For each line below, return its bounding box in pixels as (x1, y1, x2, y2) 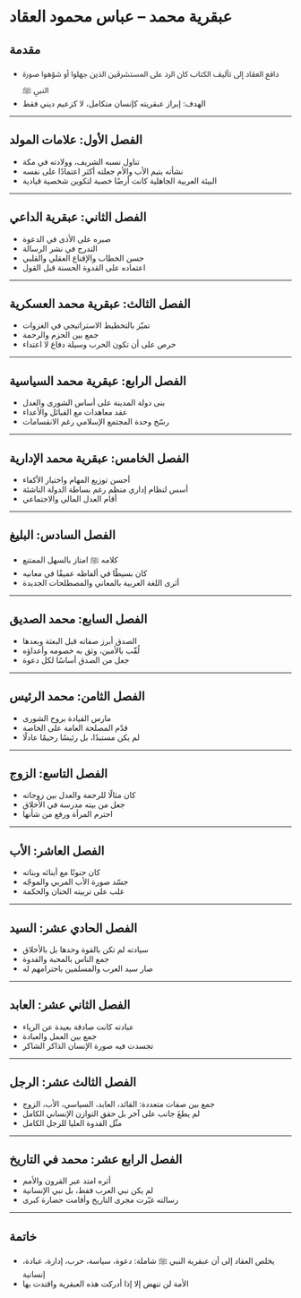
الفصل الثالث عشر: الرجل (9, 1075, 137, 1090)
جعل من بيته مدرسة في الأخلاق (21, 799, 125, 810)
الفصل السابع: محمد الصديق (9, 612, 148, 627)
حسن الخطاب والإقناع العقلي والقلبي (21, 253, 145, 263)
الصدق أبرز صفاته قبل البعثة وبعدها (21, 635, 137, 646)
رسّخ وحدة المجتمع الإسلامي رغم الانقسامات (21, 417, 170, 427)
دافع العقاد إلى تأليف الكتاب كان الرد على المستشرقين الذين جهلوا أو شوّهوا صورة (21, 69, 279, 79)
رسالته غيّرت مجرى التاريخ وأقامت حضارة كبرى (21, 1194, 179, 1206)
